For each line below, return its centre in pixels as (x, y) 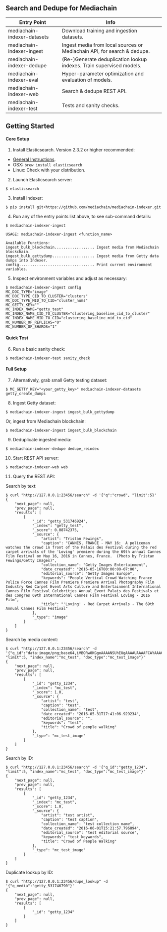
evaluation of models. (87, 80)
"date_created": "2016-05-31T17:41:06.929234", (91, 714)
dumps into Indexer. (27, 261)
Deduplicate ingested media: (42, 439)
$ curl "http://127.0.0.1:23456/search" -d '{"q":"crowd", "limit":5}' (81, 495)
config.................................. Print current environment (79, 265)
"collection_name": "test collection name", (88, 824)
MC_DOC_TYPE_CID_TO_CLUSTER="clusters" (47, 296)
